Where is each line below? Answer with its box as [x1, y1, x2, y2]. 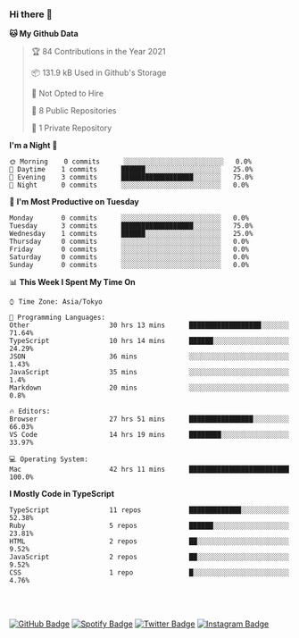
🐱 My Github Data [9, 29, 79, 39]
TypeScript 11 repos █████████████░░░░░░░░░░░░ [9, 506, 290, 515]
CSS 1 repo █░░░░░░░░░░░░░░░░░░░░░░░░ [9, 568, 290, 577]
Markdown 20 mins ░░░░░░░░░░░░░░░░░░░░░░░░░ [9, 383, 290, 392]
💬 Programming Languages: [9, 313, 105, 323]
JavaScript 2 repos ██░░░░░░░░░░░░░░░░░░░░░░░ [9, 553, 290, 562]
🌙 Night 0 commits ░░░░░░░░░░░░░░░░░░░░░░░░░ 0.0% [9, 180, 250, 190]
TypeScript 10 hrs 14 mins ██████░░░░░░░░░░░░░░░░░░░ [9, 337, 290, 346]
